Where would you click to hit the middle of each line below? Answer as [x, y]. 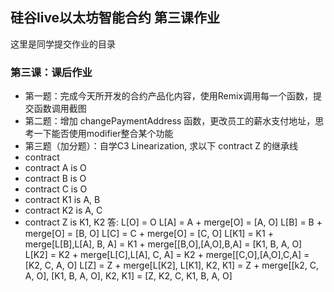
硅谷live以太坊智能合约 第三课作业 [115, 18]
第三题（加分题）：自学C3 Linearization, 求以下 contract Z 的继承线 [161, 146]
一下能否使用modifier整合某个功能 [103, 134]
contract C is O [56, 189]
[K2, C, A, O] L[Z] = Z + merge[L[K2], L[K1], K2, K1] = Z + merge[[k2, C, [172, 265]
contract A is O [55, 168]
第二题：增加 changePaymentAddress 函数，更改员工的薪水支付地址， [170, 121]
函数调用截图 [60, 109]
